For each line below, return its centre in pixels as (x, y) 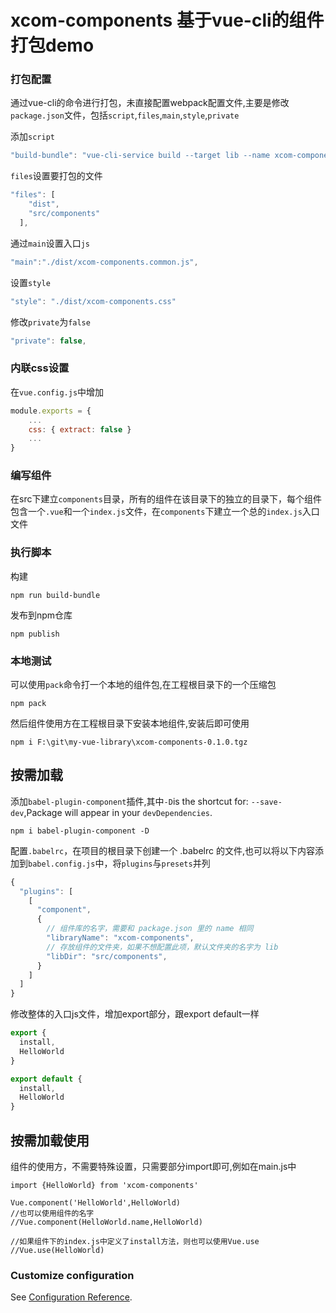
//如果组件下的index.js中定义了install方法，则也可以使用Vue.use (135, 1242)
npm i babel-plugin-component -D (80, 831)
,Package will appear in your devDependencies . (118, 812)
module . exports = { (51, 411)
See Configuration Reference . (71, 1297)
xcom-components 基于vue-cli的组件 (167, 20)
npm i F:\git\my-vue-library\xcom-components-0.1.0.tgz (129, 742)
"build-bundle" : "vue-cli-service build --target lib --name (140, 156)
